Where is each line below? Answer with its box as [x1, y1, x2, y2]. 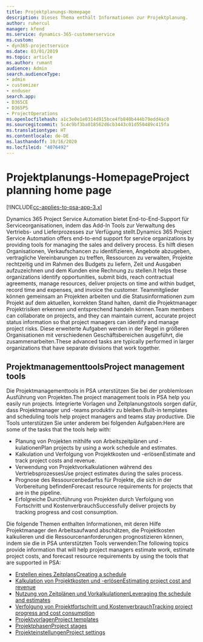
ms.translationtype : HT [6, 127, 67, 133]
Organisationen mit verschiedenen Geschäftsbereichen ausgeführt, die [6, 331, 184, 339]
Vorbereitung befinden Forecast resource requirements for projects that [15, 483, 193, 490]
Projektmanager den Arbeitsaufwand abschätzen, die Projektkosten [6, 527, 175, 534]
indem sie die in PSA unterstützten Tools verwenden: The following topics [6, 539, 189, 547]
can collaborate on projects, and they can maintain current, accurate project [6, 312, 196, 319]
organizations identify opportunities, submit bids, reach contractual [6, 273, 175, 280]
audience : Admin [6, 65, 47, 72]
